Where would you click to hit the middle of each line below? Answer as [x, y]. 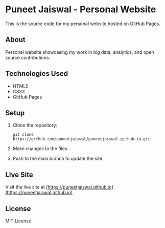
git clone [23, 135]
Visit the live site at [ [27, 187]
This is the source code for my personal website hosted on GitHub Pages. [83, 24]
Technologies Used [37, 74]
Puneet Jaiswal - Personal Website [81, 9]
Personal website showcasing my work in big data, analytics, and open [80, 52]
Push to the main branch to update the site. [58, 159]
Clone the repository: [35, 125]
